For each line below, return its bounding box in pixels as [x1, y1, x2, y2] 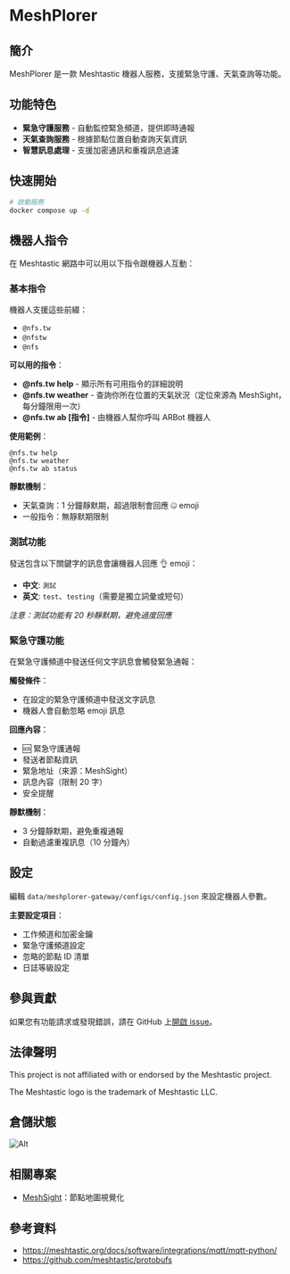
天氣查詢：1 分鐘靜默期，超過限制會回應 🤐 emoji [21, 500, 199, 511]
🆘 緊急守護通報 [21, 743, 81, 754]
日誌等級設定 [21, 962, 70, 972]
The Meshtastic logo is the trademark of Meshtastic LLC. [9, 1086, 219, 1097]
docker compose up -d [9, 206, 90, 215]
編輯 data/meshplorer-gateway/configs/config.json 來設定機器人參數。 [9, 890, 272, 901]
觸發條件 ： [9, 675, 49, 686]
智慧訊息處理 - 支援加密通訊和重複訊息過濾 [21, 145, 180, 155]
